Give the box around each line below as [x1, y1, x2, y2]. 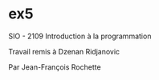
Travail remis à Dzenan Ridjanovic [8, 46, 120, 56]
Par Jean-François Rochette [8, 62, 102, 72]
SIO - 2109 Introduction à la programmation [8, 31, 152, 41]
